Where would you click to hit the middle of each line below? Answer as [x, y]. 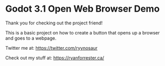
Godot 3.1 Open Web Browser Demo [82, 9]
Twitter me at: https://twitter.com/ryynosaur [51, 48]
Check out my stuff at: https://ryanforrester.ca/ [55, 58]
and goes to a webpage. [31, 38]
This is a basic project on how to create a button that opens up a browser [82, 32]
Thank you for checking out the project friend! [54, 23]
